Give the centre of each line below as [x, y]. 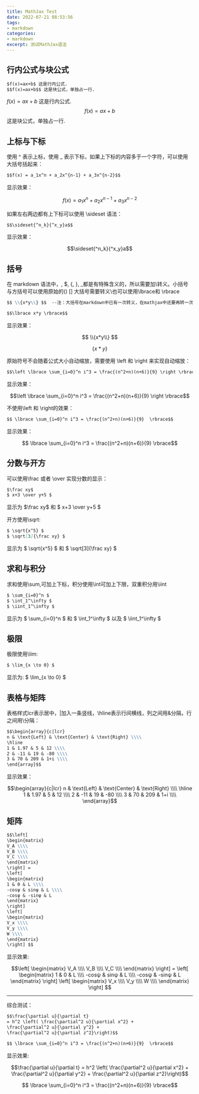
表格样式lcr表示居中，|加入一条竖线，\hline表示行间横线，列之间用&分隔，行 [99, 713]
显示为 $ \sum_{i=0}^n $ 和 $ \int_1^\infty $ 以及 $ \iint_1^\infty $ [84, 618]
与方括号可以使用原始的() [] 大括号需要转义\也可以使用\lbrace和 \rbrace [93, 292]
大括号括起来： [25, 164]
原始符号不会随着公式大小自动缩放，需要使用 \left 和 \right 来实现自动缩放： [99, 361]
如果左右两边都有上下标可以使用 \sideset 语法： [65, 214]
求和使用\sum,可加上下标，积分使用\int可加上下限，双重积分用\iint [87, 584]
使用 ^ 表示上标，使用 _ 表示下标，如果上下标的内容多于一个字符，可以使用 [97, 157]
